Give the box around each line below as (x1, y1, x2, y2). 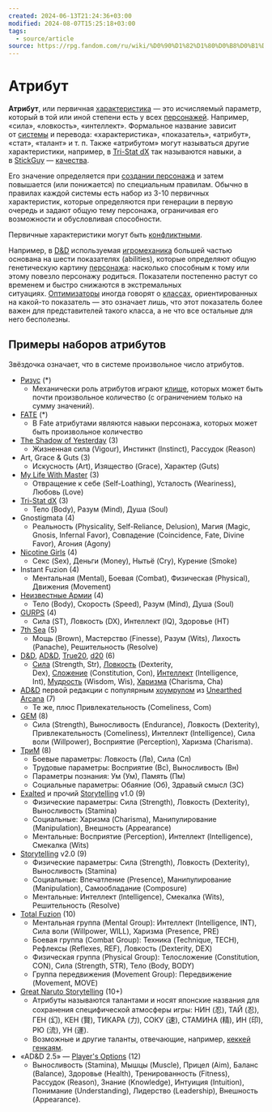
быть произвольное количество (32, 426, 143, 436)
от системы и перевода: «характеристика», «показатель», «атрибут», (8, 130, 251, 139)
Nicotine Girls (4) (19, 547, 78, 557)
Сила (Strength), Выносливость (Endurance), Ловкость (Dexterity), (32, 719, 261, 729)
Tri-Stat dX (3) (19, 495, 69, 505)
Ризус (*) (19, 374, 52, 385)
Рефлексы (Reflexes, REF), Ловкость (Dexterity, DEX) (32, 943, 213, 953)
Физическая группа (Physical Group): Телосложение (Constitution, (32, 952, 261, 961)
